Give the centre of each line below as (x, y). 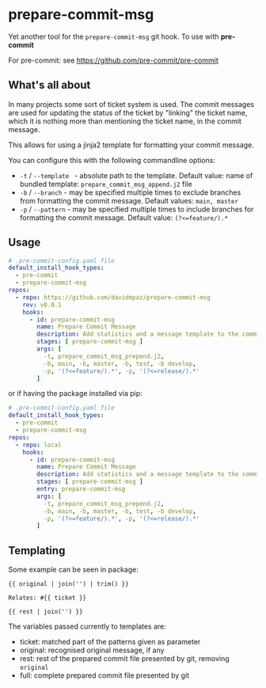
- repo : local (38, 445)
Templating (37, 551)
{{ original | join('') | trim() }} (68, 584)
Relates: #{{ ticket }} (47, 598)
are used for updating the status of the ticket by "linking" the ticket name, (128, 112)
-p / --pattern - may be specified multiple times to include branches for (137, 209)
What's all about (49, 85)
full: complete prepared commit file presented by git (104, 675)
